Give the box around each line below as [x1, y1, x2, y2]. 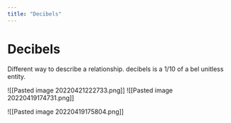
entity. [7, 72, 26, 80]
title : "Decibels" [7, 10, 62, 18]
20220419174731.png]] [7, 93, 75, 102]
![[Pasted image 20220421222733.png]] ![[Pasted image [7, 86, 173, 95]
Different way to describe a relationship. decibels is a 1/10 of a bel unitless [7, 65, 224, 73]
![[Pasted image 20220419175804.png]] [7, 107, 124, 116]
